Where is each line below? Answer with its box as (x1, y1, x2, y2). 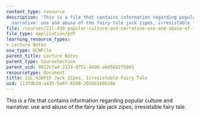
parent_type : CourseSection (6, 58, 76, 64)
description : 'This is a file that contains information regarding (6, 14, 177, 20)
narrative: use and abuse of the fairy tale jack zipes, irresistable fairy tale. (6, 104, 186, 110)
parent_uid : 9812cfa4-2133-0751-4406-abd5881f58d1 (6, 64, 135, 70)
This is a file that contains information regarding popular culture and (6, 97, 173, 104)
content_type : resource (6, 8, 65, 15)
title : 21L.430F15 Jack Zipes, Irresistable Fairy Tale (6, 75, 148, 81)
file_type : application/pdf (6, 31, 76, 37)
